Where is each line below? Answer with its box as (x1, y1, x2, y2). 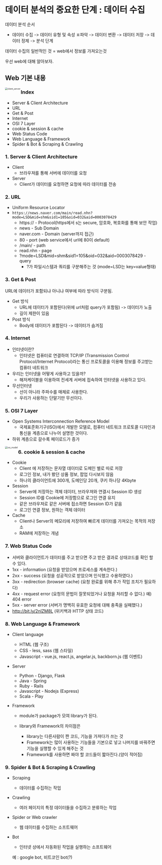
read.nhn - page (19, 248, 52, 254)
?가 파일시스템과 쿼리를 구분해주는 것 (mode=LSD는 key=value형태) (26, 264, 156, 270)
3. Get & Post (5, 276, 36, 283)
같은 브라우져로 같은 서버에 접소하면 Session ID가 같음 (19, 501, 122, 507)
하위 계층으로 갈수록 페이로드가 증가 (12, 436, 80, 442)
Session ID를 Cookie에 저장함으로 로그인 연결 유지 (19, 495, 115, 501)
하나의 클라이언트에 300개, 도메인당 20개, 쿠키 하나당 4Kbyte (19, 477, 136, 483)
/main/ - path (19, 243, 46, 248)
